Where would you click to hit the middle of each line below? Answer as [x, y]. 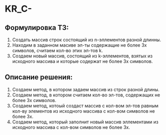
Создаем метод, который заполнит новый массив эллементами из [85, 122]
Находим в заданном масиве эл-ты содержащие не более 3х [79, 45]
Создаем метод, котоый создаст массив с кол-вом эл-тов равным [85, 106]
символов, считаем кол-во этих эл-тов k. [57, 50]
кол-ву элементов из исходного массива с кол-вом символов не [84, 111]
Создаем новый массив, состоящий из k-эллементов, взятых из [82, 56]
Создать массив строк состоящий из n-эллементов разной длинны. [87, 40]
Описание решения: [39, 77]
